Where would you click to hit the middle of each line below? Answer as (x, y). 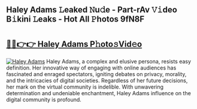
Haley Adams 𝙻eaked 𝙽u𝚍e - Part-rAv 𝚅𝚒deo (92, 10)
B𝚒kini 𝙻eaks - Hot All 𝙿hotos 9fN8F (75, 19)
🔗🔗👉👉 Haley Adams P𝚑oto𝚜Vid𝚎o (74, 44)
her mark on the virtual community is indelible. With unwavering (85, 87)
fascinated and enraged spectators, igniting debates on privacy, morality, (96, 74)
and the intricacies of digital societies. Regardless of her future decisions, (97, 81)
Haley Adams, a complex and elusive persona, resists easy (119, 61)
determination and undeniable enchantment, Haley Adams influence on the (99, 93)
